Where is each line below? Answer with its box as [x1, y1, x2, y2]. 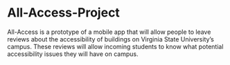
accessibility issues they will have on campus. [7, 50, 139, 58]
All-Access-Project [7, 5, 120, 21]
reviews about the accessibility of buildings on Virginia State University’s [7, 35, 215, 43]
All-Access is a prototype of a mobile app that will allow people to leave [7, 28, 211, 36]
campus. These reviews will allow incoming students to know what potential [7, 42, 224, 50]
